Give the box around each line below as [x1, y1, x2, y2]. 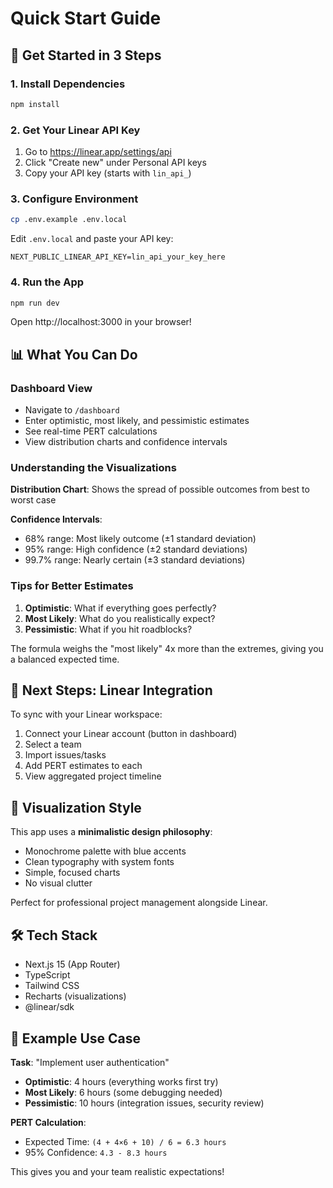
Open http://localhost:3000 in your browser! [10, 316, 192, 328]
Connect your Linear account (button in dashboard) [24, 728, 238, 740]
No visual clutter [24, 877, 93, 889]
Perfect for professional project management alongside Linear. [10, 897, 268, 909]
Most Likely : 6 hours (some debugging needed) [24, 1086, 223, 1098]
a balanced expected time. [10, 653, 120, 665]
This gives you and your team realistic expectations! [10, 1165, 225, 1177]
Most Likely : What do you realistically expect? [24, 612, 216, 624]
